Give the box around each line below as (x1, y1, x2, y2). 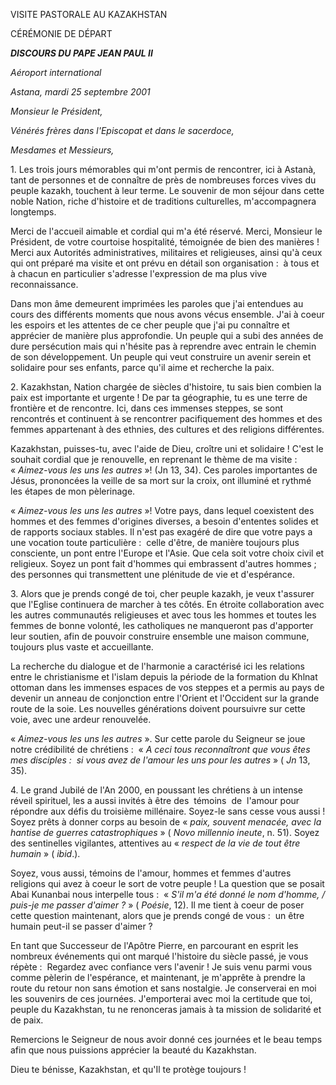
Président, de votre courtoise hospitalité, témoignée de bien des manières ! (10, 236, 320, 248)
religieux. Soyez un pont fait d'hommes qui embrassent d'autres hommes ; (10, 558, 317, 569)
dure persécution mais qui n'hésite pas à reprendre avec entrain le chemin (10, 340, 317, 352)
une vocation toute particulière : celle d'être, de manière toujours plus (10, 537, 300, 548)
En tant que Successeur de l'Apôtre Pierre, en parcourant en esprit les (10, 940, 299, 951)
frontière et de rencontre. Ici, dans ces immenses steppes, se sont (10, 402, 284, 414)
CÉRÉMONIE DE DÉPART (10, 28, 113, 39)
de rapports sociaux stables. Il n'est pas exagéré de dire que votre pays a (10, 526, 313, 538)
